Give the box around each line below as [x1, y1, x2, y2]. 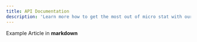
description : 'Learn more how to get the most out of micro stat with [6, 14, 182, 20]
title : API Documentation [6, 8, 69, 14]
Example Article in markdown [6, 29, 78, 36]
